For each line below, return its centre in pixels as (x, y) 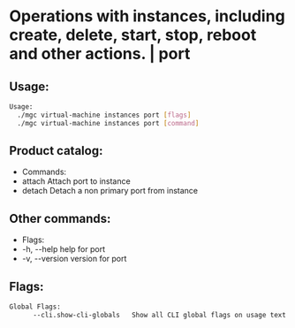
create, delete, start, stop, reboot (133, 35)
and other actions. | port (100, 54)
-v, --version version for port (74, 259)
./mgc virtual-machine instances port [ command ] (108, 123)
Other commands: (60, 218)
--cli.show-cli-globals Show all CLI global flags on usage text (159, 315)
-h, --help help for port (64, 249)
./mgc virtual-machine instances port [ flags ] (104, 115)
